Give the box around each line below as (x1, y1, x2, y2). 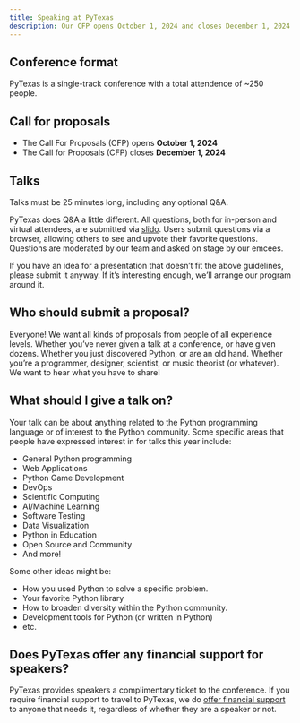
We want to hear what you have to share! (9, 366, 161, 377)
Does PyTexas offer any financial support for (9, 647, 264, 662)
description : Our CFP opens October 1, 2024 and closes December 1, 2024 (9, 22, 291, 30)
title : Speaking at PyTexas (9, 13, 115, 22)
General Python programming (21, 453, 133, 464)
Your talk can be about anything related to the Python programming (9, 417, 258, 427)
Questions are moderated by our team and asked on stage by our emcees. (9, 243, 284, 254)
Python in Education (21, 529, 97, 540)
